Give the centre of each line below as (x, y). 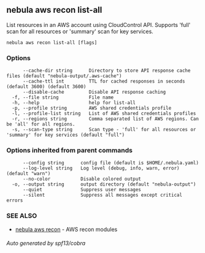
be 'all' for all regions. (41, 124)
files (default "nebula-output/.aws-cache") (64, 76)
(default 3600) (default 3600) (46, 87)
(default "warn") (29, 174)
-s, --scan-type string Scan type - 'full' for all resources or (104, 130)
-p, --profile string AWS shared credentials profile (92, 108)
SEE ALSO (22, 216)
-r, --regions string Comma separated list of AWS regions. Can (106, 119)
